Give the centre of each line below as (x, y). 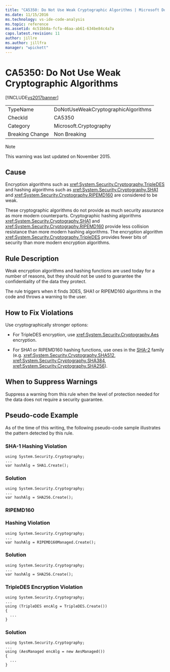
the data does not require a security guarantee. (54, 399)
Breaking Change (28, 134)
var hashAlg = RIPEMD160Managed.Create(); (51, 542)
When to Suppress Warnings (51, 382)
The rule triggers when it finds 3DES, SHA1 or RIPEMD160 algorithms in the (83, 291)
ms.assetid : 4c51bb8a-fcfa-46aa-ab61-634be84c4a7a (60, 29)
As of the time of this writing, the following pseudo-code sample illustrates (83, 427)
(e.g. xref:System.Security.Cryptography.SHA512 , (64, 355)
